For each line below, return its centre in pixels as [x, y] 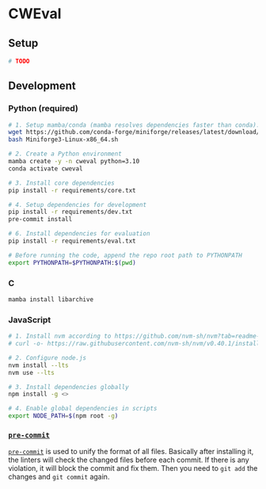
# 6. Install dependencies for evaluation [79, 234]
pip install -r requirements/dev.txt [70, 212]
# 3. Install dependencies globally [68, 387]
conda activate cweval [46, 168]
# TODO [19, 61]
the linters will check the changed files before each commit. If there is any [129, 460]
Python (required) [44, 109]
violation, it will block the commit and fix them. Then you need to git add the [133, 468]
